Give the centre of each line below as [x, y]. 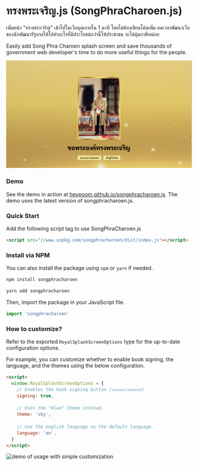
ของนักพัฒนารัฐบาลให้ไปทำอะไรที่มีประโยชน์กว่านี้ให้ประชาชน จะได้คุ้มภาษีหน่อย [83, 34]
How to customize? [34, 329]
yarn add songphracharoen [38, 291]
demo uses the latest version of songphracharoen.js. [70, 200]
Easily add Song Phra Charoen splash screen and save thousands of [89, 46]
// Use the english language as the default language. [85, 427]
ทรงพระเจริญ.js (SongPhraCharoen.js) [94, 11]
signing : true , [35, 396]
